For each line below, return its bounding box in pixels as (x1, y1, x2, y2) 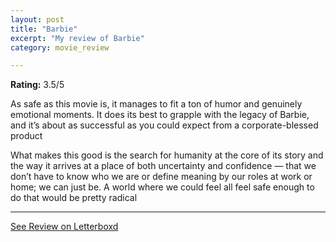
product (10, 130, 43, 142)
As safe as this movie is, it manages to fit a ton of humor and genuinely (10, 98, 303, 110)
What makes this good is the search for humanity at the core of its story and (10, 149, 324, 161)
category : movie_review (10, 42, 110, 53)
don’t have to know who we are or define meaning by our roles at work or (10, 171, 313, 183)
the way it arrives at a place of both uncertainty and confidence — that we (10, 160, 317, 172)
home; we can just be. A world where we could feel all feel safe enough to (10, 181, 315, 193)
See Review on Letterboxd (10, 221, 119, 233)
